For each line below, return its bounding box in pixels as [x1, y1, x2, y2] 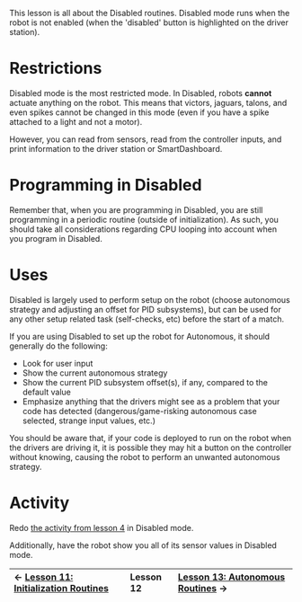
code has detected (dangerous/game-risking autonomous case [22, 405, 258, 416]
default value [22, 386, 72, 397]
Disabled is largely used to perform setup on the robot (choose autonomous [9, 294, 290, 305]
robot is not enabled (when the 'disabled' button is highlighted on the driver [9, 17, 289, 28]
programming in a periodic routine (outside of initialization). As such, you [9, 214, 279, 225]
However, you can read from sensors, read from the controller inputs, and [9, 134, 282, 145]
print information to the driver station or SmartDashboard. [9, 143, 223, 154]
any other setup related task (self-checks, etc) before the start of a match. [9, 314, 285, 324]
